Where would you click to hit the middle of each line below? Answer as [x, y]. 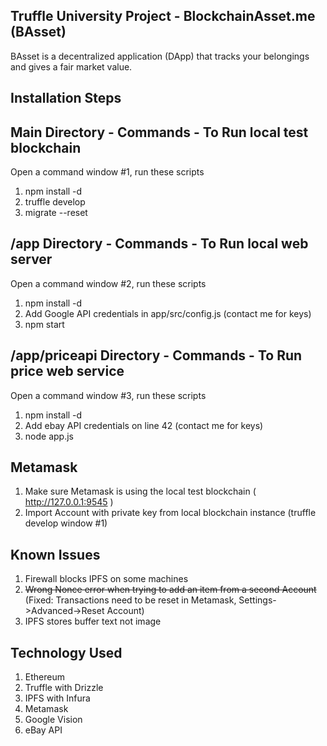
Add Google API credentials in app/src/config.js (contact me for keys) [168, 313]
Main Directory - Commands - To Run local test [159, 132]
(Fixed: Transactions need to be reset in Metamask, [130, 600]
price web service [67, 371]
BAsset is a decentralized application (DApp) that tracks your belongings [160, 56]
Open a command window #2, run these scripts [108, 283]
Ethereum [44, 677]
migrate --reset [56, 213]
